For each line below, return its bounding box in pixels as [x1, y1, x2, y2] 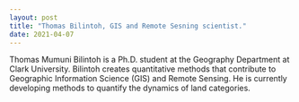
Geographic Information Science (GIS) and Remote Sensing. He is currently [9, 73, 287, 84]
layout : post [9, 13, 58, 22]
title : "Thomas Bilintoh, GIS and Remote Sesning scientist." [9, 21, 247, 30]
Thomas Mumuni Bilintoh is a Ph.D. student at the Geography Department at [9, 55, 290, 65]
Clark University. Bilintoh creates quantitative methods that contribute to [9, 64, 277, 74]
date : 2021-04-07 [9, 30, 75, 38]
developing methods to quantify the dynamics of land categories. [9, 82, 251, 94]
